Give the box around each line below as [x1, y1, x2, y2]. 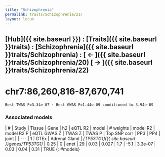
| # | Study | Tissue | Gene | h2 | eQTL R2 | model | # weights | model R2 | [5, 125, 155, 131]
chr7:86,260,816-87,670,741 [5, 85, 124, 97]
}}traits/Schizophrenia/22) [5, 66, 89, 75]
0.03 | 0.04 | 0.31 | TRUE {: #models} [5, 146, 80, 152]
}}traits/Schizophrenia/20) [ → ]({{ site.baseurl [5, 58, 153, 67]
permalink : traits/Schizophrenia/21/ [5, 12, 83, 17]
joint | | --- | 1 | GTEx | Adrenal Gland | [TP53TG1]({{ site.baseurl [5, 136, 135, 142]
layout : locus [5, 16, 35, 21]
